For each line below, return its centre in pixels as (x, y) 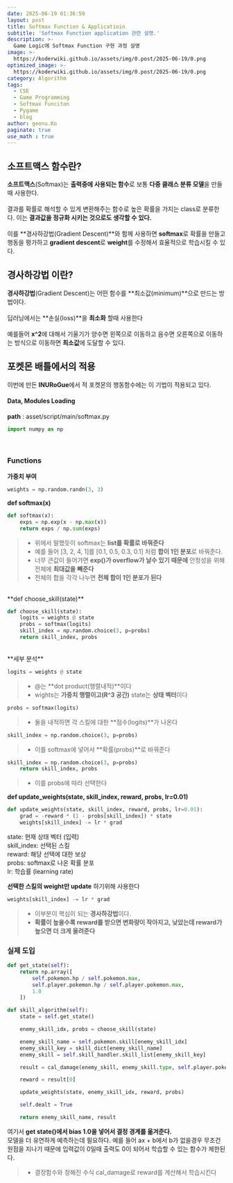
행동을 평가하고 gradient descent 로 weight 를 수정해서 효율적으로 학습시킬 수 (113, 242)
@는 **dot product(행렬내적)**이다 (83, 686)
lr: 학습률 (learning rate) (41, 871)
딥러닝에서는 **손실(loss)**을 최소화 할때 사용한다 (75, 317)
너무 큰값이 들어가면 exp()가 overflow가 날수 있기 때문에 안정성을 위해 (130, 560)
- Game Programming (42, 98)
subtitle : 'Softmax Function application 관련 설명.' (84, 33)
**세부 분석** (25, 659)
